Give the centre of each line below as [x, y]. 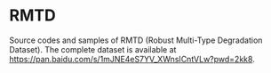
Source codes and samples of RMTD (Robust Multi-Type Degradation [136, 40]
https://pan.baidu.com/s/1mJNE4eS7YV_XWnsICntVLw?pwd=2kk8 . [132, 59]
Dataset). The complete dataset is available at [93, 49]
